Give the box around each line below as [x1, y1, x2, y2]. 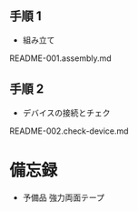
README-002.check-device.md [9, 126, 129, 136]
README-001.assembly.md [9, 53, 112, 64]
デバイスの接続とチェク [22, 107, 111, 118]
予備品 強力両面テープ [22, 192, 104, 203]
